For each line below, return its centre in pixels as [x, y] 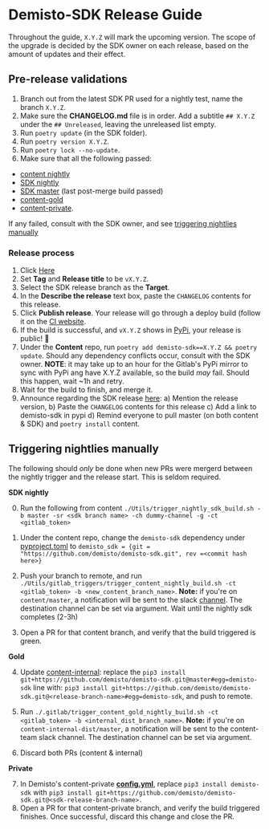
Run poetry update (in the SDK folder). [84, 132]
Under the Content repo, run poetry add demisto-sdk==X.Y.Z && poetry [139, 347]
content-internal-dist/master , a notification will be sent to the [124, 729]
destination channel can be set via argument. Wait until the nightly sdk [136, 608]
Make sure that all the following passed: [86, 158]
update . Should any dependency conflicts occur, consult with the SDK [135, 356]
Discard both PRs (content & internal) [81, 753]
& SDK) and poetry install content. [80, 424]
